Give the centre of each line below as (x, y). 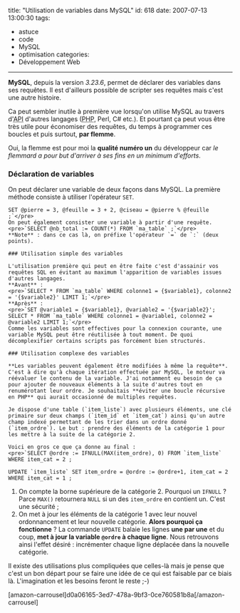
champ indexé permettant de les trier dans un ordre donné (98, 422)
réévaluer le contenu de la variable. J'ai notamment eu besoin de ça (115, 378)
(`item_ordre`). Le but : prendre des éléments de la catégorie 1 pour (116, 428)
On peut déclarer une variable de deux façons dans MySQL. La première (114, 190)
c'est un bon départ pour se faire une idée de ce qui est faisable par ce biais (120, 574)
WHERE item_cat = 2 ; (40, 460)
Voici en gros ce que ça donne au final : (72, 447)
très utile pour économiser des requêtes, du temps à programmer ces (110, 127)
